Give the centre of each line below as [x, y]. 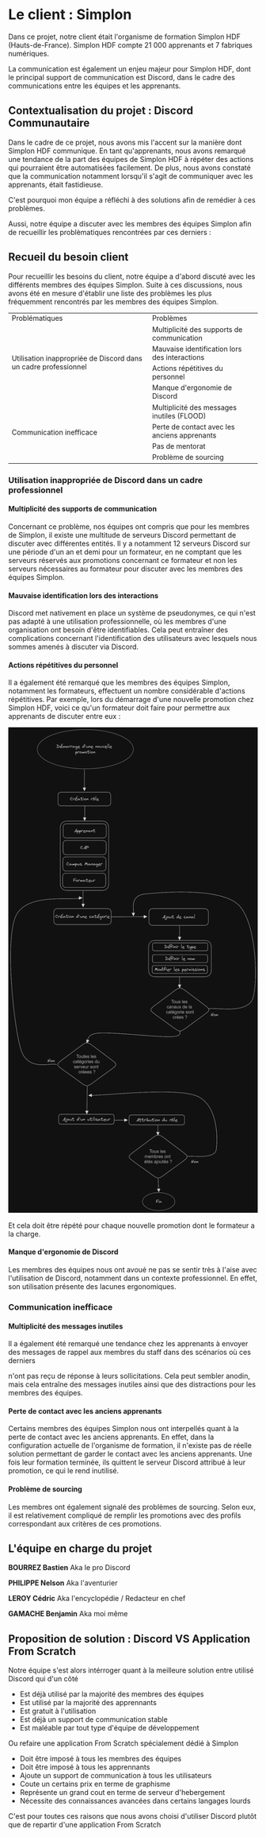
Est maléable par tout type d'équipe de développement [109, 1728]
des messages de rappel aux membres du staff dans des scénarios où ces [130, 1353]
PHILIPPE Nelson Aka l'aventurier [63, 1583]
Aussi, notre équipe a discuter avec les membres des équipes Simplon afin [130, 223]
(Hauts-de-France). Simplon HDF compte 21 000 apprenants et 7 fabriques [131, 44]
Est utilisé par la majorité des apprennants [88, 1703]
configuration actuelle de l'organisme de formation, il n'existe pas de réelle [130, 1445]
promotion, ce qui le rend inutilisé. [64, 1471]
